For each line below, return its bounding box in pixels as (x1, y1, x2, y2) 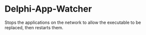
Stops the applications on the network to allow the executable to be (4, 19, 141, 25)
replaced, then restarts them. (4, 24, 63, 30)
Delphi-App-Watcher (4, 3, 92, 15)
